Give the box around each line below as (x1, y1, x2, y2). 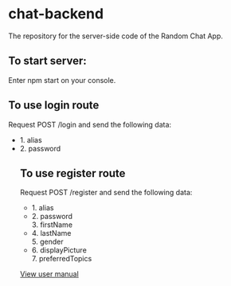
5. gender (31, 237, 64, 247)
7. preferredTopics (31, 254, 92, 264)
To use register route (19, 167, 126, 180)
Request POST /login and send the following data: (8, 119, 172, 129)
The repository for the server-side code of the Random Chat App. (8, 31, 223, 41)
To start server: (8, 54, 88, 68)
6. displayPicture (31, 245, 88, 255)
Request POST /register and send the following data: (19, 188, 193, 198)
